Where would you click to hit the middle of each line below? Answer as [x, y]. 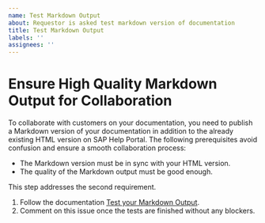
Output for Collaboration [90, 101]
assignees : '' [32, 45]
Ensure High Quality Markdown [113, 84]
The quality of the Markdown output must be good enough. [116, 172]
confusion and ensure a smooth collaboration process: [97, 148]
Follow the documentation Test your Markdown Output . [110, 202]
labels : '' [26, 38]
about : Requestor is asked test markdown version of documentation [122, 23]
